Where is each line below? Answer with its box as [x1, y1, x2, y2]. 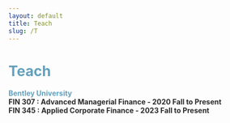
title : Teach [8, 19, 53, 28]
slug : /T [8, 27, 38, 35]
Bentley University [8, 88, 73, 98]
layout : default [8, 11, 63, 20]
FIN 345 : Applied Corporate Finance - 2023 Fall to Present [8, 106, 210, 116]
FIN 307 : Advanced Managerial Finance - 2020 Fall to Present [8, 97, 222, 107]
